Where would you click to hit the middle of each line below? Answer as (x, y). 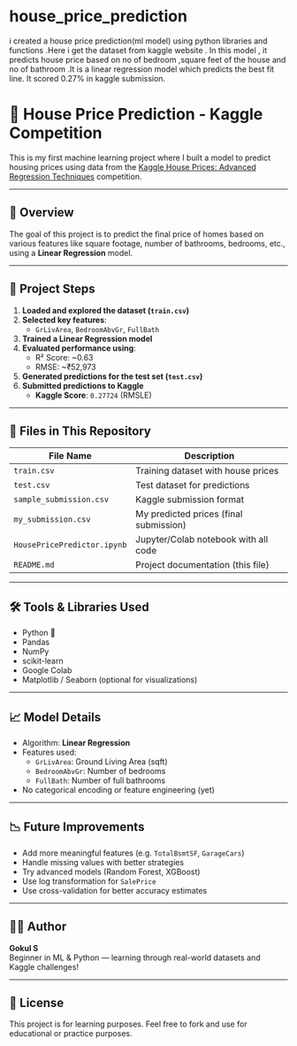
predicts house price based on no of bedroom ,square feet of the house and (148, 59)
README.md (34, 565)
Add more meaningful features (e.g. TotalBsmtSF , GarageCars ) (133, 853)
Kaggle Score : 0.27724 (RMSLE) (93, 395)
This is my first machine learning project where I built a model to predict (140, 158)
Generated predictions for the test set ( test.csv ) (112, 376)
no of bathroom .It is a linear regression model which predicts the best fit (142, 69)
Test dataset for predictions (193, 485)
